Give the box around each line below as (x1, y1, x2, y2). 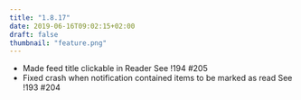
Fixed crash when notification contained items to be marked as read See (22, 73, 293, 84)
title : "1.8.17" (9, 13, 71, 23)
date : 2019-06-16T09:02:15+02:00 (9, 22, 136, 31)
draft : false (9, 30, 59, 39)
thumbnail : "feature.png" (9, 38, 107, 48)
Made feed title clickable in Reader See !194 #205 (22, 63, 208, 74)
